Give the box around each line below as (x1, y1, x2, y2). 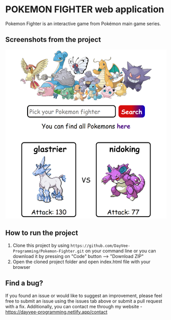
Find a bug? (5, 279, 44, 288)
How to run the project (5, 229, 78, 238)
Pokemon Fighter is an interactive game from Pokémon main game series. (5, 20, 161, 27)
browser (12, 264, 31, 270)
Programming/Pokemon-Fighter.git (12, 248, 84, 254)
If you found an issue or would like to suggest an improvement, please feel (5, 292, 162, 298)
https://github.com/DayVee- (70, 243, 131, 248)
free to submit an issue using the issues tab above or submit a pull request (5, 298, 162, 304)
